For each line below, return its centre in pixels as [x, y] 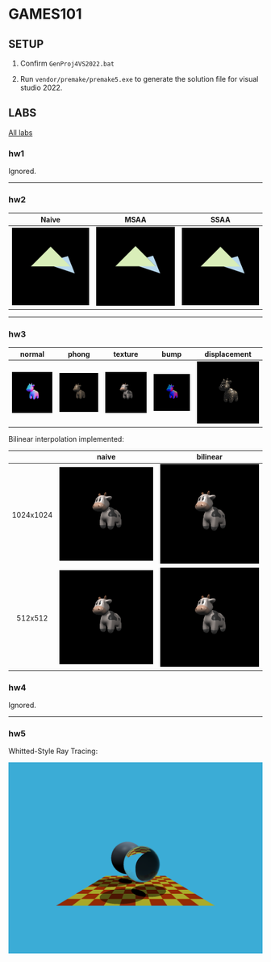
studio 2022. [41, 87]
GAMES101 [45, 14]
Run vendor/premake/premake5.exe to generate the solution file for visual [139, 79]
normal [32, 354]
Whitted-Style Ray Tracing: [53, 751]
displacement [228, 354]
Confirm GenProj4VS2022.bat [67, 63]
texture [126, 354]
